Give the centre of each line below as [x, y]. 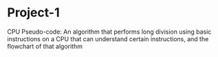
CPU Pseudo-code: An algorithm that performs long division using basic [109, 32]
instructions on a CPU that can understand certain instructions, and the [108, 38]
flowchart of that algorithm [45, 46]
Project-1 [33, 13]
